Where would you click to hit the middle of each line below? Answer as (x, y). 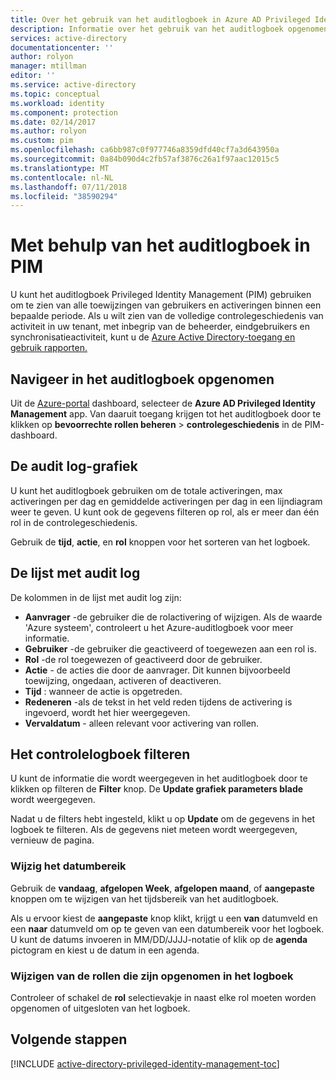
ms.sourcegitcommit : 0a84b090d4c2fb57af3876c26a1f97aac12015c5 (145, 159)
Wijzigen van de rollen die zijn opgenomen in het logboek (152, 976)
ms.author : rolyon (48, 131)
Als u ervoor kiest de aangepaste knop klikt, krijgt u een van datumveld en (164, 918)
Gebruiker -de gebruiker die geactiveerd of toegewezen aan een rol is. (170, 648)
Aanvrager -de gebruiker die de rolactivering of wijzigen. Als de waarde (173, 617)
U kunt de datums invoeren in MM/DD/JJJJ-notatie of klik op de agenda (159, 939)
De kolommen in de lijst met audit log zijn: (96, 597)
